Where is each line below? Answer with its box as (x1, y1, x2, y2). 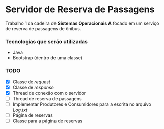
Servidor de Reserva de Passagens (5, 4, 155, 15)
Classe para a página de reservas (12, 118, 83, 124)
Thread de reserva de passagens (12, 95, 82, 101)
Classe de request (12, 79, 50, 85)
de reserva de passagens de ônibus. (5, 25, 81, 31)
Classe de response (12, 84, 54, 90)
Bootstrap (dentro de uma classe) (12, 55, 82, 61)
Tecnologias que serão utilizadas (5, 38, 88, 45)
